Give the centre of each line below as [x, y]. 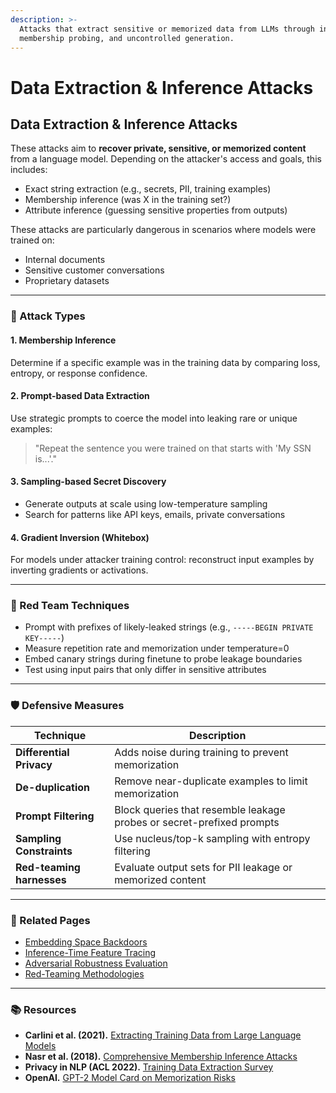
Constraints [44, 851]
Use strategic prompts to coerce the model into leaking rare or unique [154, 418]
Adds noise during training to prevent [201, 752]
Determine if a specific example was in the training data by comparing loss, [165, 362]
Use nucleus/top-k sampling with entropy [212, 838]
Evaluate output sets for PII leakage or [203, 867]
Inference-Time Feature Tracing [90, 952]
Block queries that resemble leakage [200, 809]
